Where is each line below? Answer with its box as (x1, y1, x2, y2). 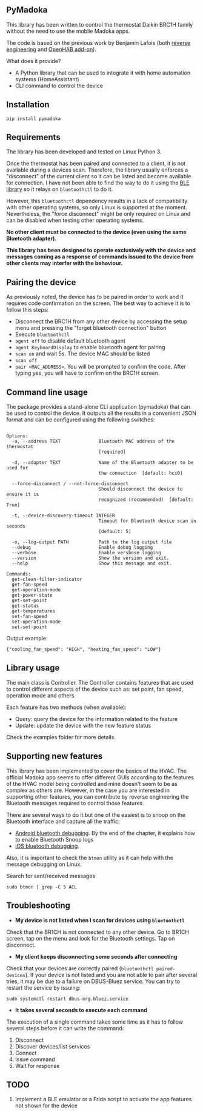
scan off (15, 358, 38, 364)
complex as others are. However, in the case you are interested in (6, 787, 170, 794)
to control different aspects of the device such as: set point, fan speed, (6, 685, 184, 693)
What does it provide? (6, 57, 61, 64)
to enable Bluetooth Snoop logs (15, 836, 94, 843)
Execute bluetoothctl (15, 331, 70, 338)
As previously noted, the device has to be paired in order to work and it (6, 294, 184, 301)
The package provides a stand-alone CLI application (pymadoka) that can (6, 403, 190, 411)
